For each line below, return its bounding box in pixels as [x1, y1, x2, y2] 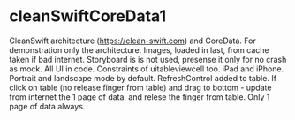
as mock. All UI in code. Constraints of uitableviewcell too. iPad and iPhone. [9, 64, 284, 74]
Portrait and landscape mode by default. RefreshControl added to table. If [9, 72, 276, 83]
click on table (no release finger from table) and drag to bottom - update [9, 82, 272, 93]
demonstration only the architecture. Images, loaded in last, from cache [9, 44, 269, 55]
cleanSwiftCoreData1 [9, 6, 167, 26]
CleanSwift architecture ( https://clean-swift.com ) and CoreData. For [9, 35, 256, 46]
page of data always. [9, 101, 86, 111]
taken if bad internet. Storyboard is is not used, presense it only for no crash [9, 54, 287, 64]
